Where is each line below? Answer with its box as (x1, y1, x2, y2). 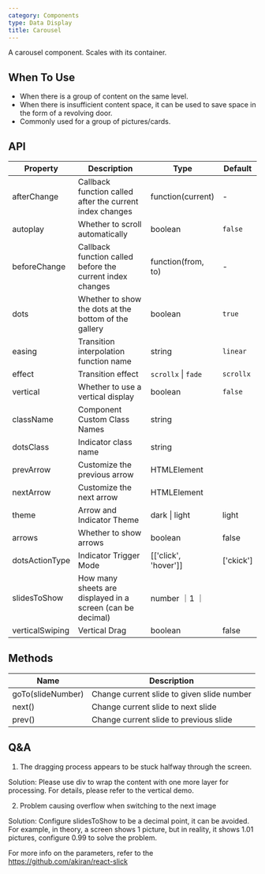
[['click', (150, 550, 181, 561)
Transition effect (77, 368, 140, 379)
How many (77, 573, 118, 584)
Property (24, 163, 59, 174)
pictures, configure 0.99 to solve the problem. (8, 833, 158, 842)
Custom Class (77, 414, 130, 424)
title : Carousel (8, 26, 62, 34)
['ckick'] (222, 555, 253, 566)
